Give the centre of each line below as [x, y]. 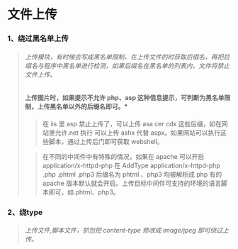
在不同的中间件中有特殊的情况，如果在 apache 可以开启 [123, 156]
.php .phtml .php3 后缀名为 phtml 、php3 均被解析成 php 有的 [132, 174]
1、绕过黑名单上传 [38, 38]
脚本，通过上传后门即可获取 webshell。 [106, 141]
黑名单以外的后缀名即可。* [89, 106]
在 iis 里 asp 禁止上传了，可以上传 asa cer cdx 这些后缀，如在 [132, 123]
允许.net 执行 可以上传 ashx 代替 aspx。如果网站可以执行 [138, 133]
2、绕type [25, 212]
